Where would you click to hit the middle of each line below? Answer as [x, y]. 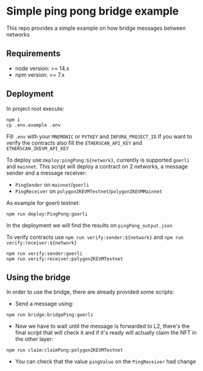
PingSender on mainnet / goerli [52, 184]
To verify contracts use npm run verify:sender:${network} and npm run [95, 237]
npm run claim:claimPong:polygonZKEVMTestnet [65, 350]
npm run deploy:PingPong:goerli [47, 214]
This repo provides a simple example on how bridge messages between [96, 28]
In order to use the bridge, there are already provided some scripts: [90, 292]
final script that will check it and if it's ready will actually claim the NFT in [106, 333]
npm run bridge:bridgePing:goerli [50, 315]
